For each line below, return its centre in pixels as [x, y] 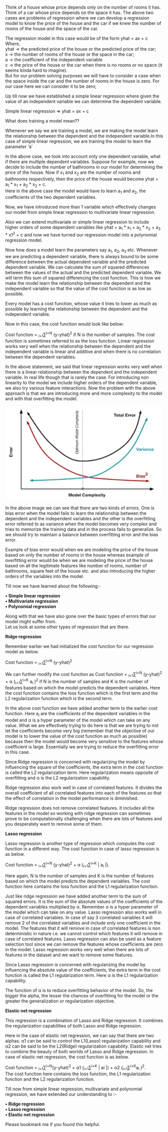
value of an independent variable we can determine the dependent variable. [83, 101]
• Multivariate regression [32, 601]
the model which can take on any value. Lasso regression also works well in [83, 912]
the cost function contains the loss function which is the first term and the [81, 693]
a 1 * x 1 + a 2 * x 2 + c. [26, 185]
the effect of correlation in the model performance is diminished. [72, 799]
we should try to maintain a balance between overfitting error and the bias [82, 535]
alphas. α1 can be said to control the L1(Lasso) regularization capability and [83, 1041]
